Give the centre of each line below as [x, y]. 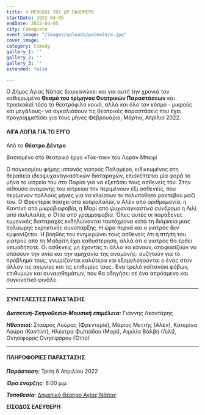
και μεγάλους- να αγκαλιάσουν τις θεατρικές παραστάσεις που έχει [94, 111]
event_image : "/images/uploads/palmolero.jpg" [67, 35]
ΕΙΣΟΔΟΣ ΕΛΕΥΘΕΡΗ [34, 406]
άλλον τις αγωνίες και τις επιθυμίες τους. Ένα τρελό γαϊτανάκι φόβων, [98, 266]
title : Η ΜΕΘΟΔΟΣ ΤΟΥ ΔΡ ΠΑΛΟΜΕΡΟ [50, 12]
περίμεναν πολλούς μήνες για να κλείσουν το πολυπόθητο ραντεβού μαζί [101, 195]
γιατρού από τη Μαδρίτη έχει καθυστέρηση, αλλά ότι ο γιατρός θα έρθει [99, 241]
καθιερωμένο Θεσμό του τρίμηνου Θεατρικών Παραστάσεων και [91, 98]
